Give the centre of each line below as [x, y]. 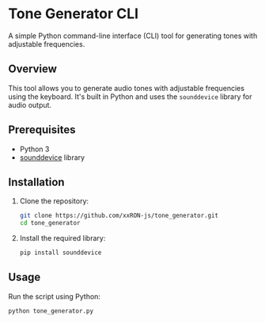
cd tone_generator [50, 223]
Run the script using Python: [55, 296]
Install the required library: [62, 238]
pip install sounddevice [61, 253]
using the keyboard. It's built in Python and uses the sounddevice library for [130, 97]
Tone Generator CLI [74, 14]
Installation [36, 182]
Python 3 [34, 149]
